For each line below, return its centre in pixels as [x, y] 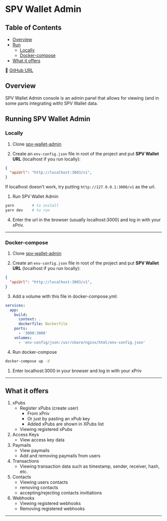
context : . [30, 319]
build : [21, 315]
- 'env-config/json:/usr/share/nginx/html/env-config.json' [82, 342]
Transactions [26, 461]
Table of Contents [34, 28]
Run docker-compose [35, 352]
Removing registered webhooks [52, 509]
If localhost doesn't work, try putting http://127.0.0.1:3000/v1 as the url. [81, 187]
